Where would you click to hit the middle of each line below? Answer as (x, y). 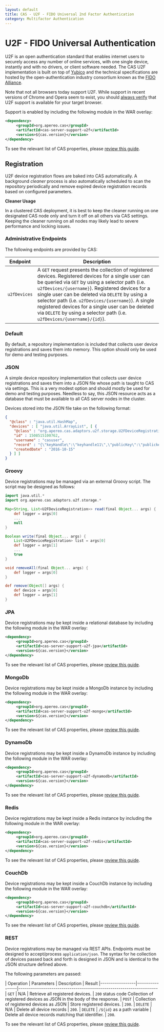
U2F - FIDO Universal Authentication (81, 43)
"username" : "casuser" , (39, 440)
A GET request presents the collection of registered (95, 270)
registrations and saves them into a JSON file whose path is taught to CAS (80, 383)
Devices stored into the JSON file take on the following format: (68, 408)
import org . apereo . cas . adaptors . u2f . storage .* (53, 501)
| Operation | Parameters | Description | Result (51, 983)
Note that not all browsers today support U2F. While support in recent (75, 92)
